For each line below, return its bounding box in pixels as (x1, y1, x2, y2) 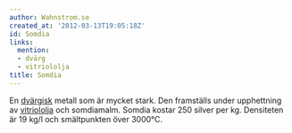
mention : (17, 46, 50, 55)
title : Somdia (9, 71, 63, 80)
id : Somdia (9, 29, 50, 38)
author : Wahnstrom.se (9, 12, 90, 22)
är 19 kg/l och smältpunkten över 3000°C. (9, 113, 163, 124)
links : (9, 37, 34, 47)
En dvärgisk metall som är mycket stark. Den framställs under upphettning (9, 95, 282, 106)
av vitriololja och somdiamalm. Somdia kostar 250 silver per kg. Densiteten (9, 104, 284, 115)
